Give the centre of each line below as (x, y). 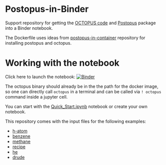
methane (21, 141)
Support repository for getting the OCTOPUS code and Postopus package (81, 23)
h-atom (20, 131)
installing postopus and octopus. (38, 43)
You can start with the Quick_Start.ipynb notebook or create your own (76, 106)
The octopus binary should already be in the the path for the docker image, (82, 86)
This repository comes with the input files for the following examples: (76, 121)
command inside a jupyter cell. (36, 97)
